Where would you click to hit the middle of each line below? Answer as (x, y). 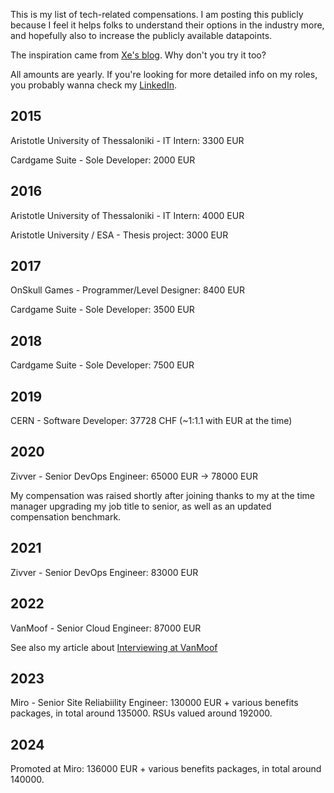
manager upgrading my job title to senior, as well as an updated (141, 506)
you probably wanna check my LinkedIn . (93, 85)
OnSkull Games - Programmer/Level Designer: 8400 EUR (128, 290)
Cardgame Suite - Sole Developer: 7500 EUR (102, 365)
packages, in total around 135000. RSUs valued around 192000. (141, 713)
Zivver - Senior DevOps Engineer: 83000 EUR (104, 572)
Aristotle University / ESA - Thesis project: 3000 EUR (119, 235)
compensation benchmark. (66, 516)
